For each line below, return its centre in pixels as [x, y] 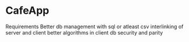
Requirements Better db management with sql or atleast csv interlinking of [94, 26]
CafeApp [27, 11]
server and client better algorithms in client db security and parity [84, 32]
